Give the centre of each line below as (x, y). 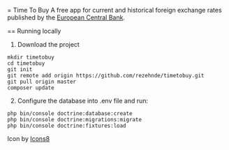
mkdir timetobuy (31, 57)
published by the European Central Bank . (66, 17)
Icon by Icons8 (29, 138)
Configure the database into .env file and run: (83, 101)
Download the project (49, 44)
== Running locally (34, 31)
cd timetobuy (26, 63)
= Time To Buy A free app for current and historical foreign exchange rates (114, 10)
